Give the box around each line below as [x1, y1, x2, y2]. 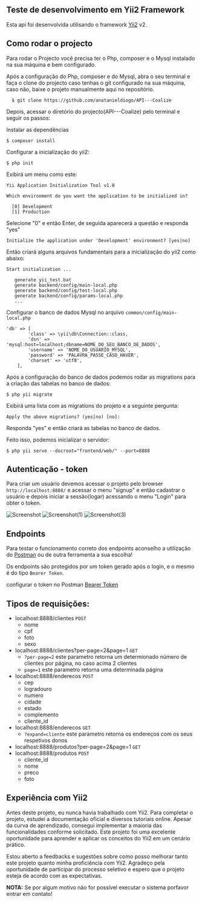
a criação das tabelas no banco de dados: [6, 379, 111, 387]
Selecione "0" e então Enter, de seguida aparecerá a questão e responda [6, 219, 189, 226]
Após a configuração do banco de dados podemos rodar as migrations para [6, 373, 195, 381]
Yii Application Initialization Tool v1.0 [6, 182, 115, 188]
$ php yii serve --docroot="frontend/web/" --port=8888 [6, 448, 150, 454]
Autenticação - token [6, 464, 88, 474]
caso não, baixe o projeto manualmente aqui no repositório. [6, 85, 155, 93]
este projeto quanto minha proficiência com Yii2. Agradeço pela [6, 859, 165, 866]
